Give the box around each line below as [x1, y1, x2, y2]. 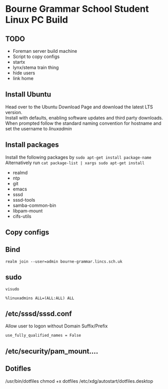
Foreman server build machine [12, 48, 77, 54]
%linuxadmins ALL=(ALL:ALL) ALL [5, 296, 74, 301]
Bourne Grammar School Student [5, 3, 149, 15]
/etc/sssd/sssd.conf [5, 309, 72, 318]
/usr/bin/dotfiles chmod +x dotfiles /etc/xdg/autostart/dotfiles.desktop [5, 378, 154, 384]
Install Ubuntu [5, 90, 51, 99]
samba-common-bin [12, 202, 56, 208]
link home [12, 75, 34, 81]
